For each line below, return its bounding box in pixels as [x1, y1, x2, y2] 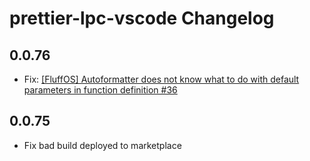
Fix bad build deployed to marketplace [23, 139, 182, 151]
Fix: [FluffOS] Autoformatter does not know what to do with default [23, 73, 300, 85]
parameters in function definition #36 [23, 84, 178, 96]
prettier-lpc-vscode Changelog [9, 7, 275, 30]
